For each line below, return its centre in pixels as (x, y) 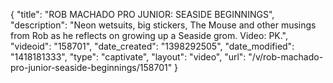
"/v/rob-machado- (286, 57)
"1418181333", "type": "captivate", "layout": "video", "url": (128, 57)
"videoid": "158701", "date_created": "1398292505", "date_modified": (152, 46)
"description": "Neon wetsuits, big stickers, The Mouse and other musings (163, 25)
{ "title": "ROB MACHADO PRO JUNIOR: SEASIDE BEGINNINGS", (142, 14)
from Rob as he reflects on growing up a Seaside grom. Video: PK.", (149, 35)
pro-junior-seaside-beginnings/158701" (91, 67)
